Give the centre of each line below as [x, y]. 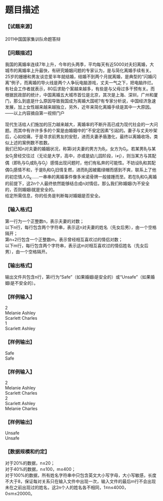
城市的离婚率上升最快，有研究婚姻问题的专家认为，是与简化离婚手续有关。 [79, 71]
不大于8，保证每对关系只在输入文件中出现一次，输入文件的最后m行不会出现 [81, 482]
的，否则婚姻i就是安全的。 [31, 190]
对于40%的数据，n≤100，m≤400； [41, 469]
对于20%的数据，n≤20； [30, 463]
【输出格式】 [20, 265]
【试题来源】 [20, 26]
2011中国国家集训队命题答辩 [33, 39]
